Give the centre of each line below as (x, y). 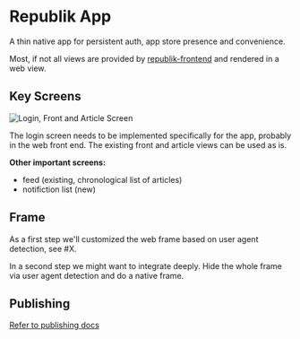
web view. (28, 68)
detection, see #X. (43, 248)
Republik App (60, 17)
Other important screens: (57, 162)
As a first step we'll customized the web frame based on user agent (134, 239)
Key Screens (46, 96)
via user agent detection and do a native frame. (97, 275)
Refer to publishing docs (55, 326)
